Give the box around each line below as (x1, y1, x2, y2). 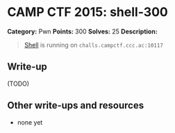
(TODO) (7, 79, 30, 88)
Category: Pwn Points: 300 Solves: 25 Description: (7, 27, 158, 36)
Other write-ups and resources (7, 100, 144, 111)
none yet (17, 118, 43, 126)
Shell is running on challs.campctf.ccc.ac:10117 (24, 40, 163, 49)
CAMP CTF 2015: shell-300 (7, 4, 168, 20)
